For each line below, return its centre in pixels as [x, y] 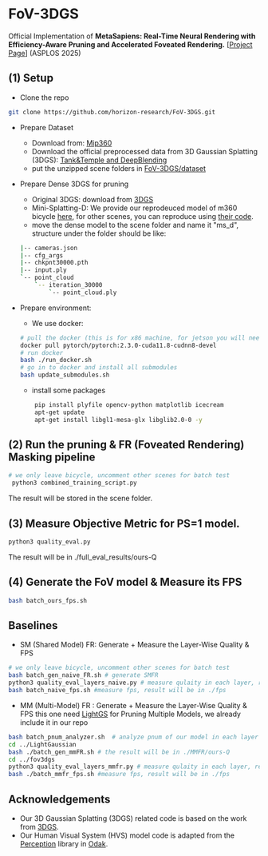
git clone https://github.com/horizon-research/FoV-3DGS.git [112, 112]
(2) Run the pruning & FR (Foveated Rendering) [126, 445]
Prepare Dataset [47, 127]
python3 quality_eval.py [49, 542]
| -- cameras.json [49, 248]
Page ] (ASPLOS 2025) [45, 53]
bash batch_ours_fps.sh [48, 600]
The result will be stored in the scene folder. [81, 498]
